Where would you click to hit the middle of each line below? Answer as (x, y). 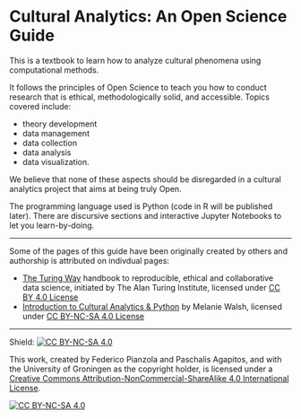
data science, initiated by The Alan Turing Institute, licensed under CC (151, 287)
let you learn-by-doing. (52, 225)
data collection (50, 143)
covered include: (40, 106)
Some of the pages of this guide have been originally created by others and (149, 251)
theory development (60, 124)
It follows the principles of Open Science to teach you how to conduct (138, 87)
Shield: (22, 342)
